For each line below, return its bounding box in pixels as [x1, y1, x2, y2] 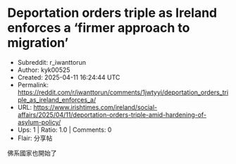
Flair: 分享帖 [17, 134, 53, 142]
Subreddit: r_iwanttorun [17, 58, 87, 66]
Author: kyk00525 [17, 65, 70, 74]
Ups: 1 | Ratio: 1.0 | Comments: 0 [17, 125, 112, 134]
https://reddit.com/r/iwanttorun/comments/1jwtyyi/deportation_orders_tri [17, 88, 229, 96]
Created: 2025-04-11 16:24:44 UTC [17, 72, 120, 82]
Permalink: [17, 80, 49, 89]
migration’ [7, 35, 69, 51]
